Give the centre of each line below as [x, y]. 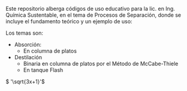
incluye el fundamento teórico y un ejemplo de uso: [69, 21]
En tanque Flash [43, 70]
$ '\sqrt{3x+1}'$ [25, 81]
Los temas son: [24, 33]
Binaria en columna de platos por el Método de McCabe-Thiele [101, 63]
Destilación [28, 57]
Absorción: [28, 45]
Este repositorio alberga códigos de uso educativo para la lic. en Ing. [90, 9]
